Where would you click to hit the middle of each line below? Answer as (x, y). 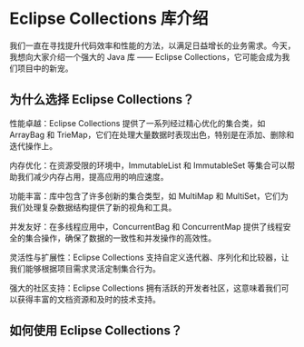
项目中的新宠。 (45, 68)
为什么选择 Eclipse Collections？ (102, 99)
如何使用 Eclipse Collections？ (96, 331)
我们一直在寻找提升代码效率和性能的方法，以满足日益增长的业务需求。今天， (152, 45)
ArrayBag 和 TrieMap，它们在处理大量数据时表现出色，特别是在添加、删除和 (152, 134)
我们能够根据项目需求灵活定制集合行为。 (85, 268)
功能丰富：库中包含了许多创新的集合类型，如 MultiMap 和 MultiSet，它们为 (149, 195)
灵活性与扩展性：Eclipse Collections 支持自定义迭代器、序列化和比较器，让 (149, 257)
